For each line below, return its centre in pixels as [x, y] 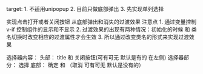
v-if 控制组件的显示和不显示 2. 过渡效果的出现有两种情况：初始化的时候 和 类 [101, 29]
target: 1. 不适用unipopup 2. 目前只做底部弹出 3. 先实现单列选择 [85, 9]
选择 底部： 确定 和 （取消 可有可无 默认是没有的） [81, 65]
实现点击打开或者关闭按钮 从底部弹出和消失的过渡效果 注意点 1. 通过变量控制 [101, 22]
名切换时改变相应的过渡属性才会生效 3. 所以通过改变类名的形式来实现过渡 [98, 37]
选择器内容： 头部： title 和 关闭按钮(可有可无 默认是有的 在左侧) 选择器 [95, 57]
